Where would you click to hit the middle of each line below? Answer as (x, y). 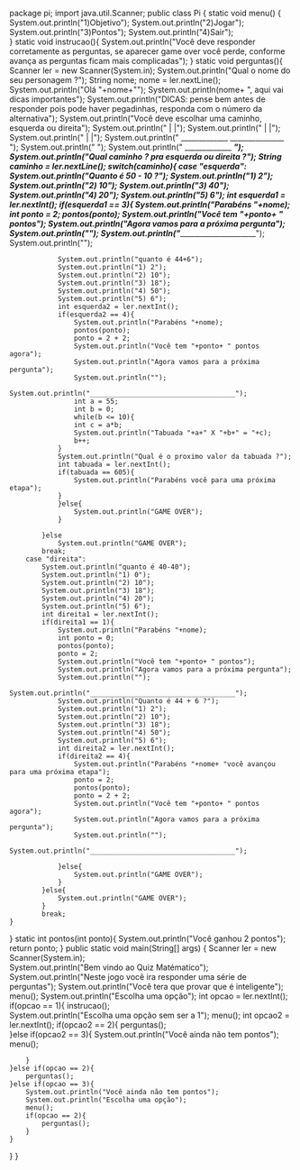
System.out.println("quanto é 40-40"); (117, 567)
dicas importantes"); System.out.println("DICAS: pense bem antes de (137, 99)
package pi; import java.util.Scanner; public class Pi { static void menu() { (145, 13)
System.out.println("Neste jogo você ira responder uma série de (128, 977)
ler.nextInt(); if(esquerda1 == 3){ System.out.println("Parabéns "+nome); (150, 205)
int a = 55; (96, 401)
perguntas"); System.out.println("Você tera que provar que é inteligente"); (146, 987)
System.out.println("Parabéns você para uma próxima (175, 480)
